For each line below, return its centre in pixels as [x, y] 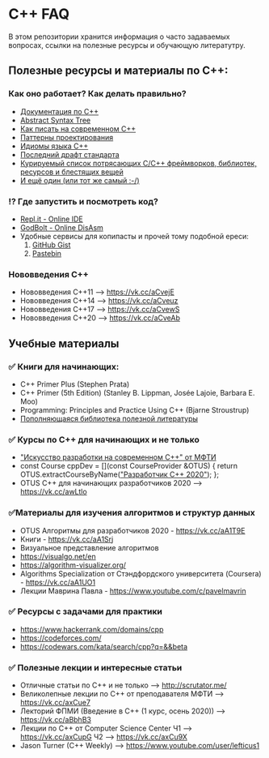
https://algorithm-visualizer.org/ [73, 565]
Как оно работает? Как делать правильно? [98, 94]
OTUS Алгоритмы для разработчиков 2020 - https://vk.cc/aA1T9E [132, 530]
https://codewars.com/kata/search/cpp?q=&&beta [104, 646]
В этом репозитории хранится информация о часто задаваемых [119, 36]
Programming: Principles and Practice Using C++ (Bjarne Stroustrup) [134, 409]
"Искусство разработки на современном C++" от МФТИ [118, 457]
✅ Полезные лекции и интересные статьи [95, 667]
